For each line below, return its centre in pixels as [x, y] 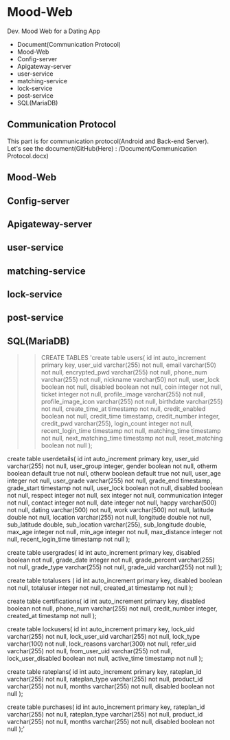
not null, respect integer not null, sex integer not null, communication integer [115, 496]
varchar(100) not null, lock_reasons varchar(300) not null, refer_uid [102, 644]
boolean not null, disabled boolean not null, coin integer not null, [132, 387]
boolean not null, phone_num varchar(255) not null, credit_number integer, [112, 609]
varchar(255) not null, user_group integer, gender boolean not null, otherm [112, 466]
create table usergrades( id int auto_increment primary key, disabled [104, 553]
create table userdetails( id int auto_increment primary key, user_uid [103, 459]
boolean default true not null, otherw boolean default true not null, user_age [114, 474]
